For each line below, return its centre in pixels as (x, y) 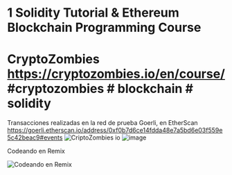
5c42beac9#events (35, 137)
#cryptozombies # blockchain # (100, 89)
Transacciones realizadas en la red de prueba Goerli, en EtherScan (103, 123)
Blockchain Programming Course (104, 27)
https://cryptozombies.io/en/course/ (116, 74)
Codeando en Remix (36, 151)
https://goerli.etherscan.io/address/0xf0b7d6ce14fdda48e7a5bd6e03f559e (115, 131)
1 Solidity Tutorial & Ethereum (93, 13)
